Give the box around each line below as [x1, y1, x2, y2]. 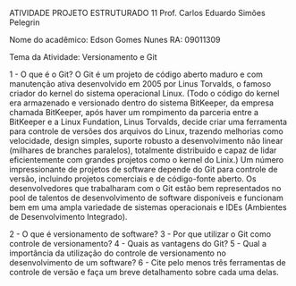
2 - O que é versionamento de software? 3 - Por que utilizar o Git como [9, 229, 271, 240]
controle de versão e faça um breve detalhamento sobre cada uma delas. [9, 267, 279, 277]
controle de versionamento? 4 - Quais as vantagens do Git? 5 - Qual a [9, 239, 266, 248]
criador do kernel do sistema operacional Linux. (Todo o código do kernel [9, 88, 280, 98]
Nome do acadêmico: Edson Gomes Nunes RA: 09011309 [9, 35, 221, 45]
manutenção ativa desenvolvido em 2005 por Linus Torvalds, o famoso [9, 79, 271, 88]
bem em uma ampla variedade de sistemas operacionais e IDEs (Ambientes [9, 202, 288, 213]
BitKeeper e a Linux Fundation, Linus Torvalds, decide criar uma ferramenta [9, 116, 288, 127]
